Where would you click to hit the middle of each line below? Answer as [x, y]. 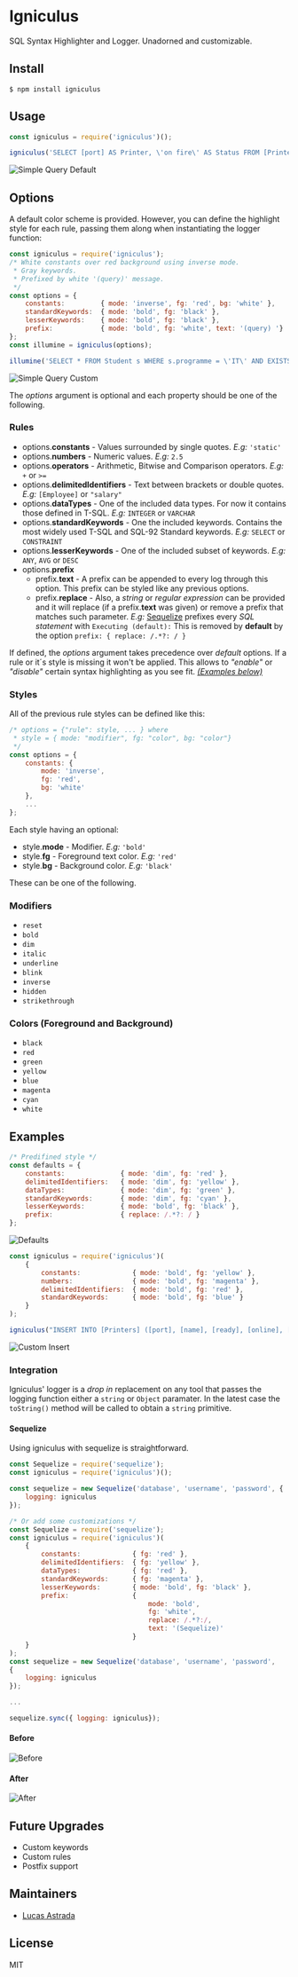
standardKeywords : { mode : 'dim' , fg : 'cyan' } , [129, 1198]
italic [34, 954]
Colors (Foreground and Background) [91, 1023]
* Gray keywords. [45, 271]
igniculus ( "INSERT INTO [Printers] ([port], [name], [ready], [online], [146, 1330]
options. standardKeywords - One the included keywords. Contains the [152, 522]
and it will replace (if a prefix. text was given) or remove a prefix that [159, 607]
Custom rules [47, 1857]
